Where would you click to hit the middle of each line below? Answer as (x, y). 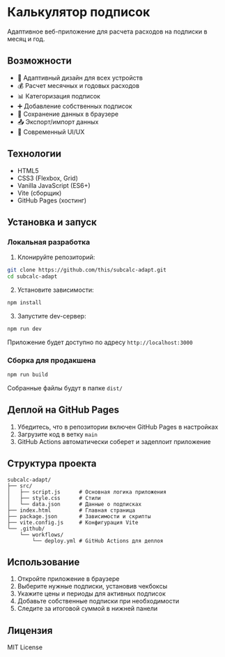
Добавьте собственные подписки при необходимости (98, 601)
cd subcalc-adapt (32, 276)
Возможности (39, 61)
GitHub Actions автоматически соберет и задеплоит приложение (114, 441)
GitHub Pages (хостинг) (52, 200)
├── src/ (20, 486)
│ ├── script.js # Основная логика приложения (87, 492)
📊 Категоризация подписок (59, 96)
